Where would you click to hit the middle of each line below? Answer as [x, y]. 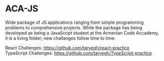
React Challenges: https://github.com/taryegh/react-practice [67, 48]
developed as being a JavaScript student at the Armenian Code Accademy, [82, 33]
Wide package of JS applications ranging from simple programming [75, 22]
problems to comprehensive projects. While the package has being [74, 27]
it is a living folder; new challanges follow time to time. [60, 38]
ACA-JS [22, 9]
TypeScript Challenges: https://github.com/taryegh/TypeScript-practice [79, 53]
